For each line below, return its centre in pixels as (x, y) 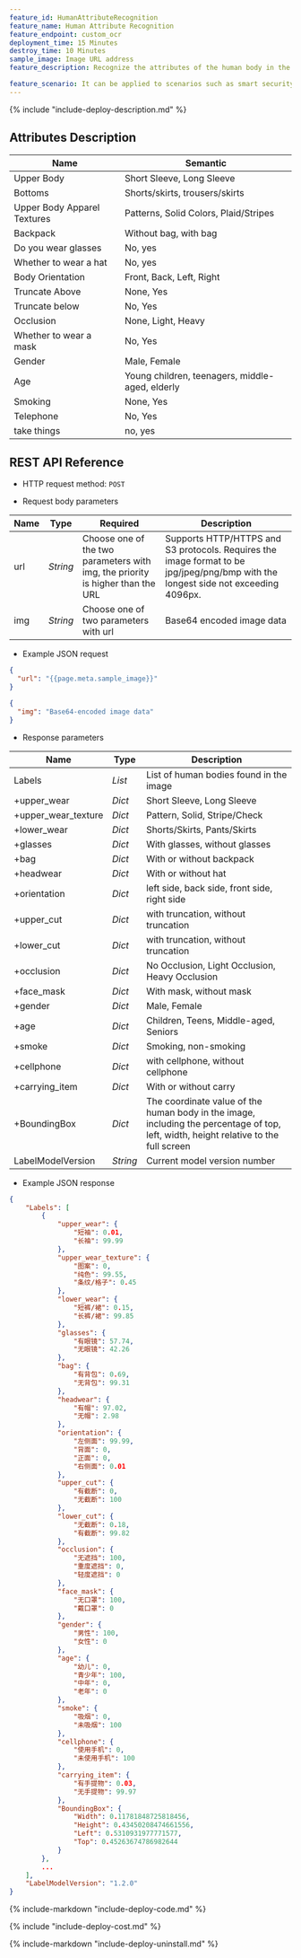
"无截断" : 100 (98, 1500)
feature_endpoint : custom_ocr (66, 34)
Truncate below (47, 306)
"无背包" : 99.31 (101, 1383)
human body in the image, (201, 1112)
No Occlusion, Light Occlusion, (211, 965)
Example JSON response (68, 1182)
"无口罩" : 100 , (99, 1600)
